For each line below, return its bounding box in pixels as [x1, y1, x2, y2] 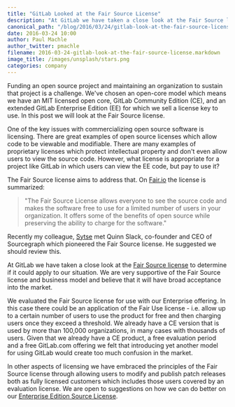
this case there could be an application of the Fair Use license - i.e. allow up [7, 304, 226, 312]
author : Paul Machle [7, 36, 68, 43]
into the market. [7, 283, 53, 291]
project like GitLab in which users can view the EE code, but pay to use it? [7, 162, 220, 170]
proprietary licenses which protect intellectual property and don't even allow [7, 147, 227, 155]
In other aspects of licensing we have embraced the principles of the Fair [7, 362, 218, 371]
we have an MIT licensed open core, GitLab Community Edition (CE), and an [7, 96, 226, 105]
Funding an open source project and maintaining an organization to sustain [7, 81, 223, 90]
